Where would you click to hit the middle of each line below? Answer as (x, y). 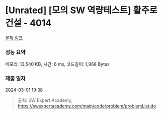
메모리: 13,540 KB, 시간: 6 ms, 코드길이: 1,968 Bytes (57, 64)
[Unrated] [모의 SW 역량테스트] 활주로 (81, 10)
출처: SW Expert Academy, (45, 100)
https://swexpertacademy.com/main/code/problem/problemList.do (87, 106)
